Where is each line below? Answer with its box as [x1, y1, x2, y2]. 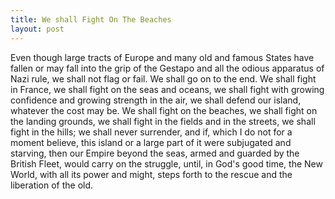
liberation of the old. [10, 179, 94, 191]
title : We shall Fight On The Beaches [10, 14, 172, 25]
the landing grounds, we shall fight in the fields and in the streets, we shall [10, 115, 316, 127]
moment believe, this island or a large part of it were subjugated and [10, 136, 292, 148]
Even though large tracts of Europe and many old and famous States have [10, 51, 315, 63]
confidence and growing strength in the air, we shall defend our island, [10, 94, 302, 106]
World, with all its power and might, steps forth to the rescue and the [10, 168, 293, 180]
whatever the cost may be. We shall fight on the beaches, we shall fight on [10, 104, 318, 116]
